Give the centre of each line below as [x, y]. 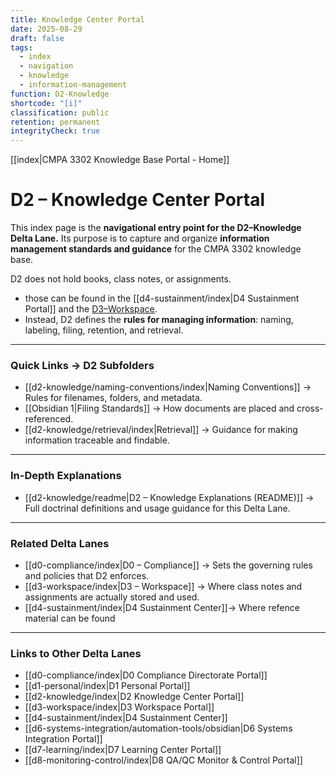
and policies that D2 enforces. [87, 575]
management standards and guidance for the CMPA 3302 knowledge [156, 249]
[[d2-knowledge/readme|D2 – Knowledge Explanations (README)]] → [169, 497]
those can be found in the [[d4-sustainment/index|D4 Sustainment [162, 298]
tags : [21, 47]
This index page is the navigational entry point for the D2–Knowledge [156, 228]
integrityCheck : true [55, 131]
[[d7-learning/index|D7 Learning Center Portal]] [123, 750]
